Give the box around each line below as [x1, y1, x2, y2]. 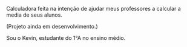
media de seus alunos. [6, 11, 62, 18]
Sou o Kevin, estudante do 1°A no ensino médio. [6, 35, 126, 41]
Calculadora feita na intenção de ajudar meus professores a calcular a [6, 5, 182, 12]
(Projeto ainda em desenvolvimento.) [6, 23, 98, 30]
